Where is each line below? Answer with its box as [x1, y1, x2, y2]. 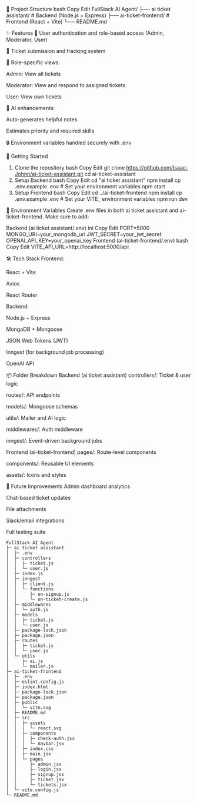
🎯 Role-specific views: [6, 59, 61, 66]
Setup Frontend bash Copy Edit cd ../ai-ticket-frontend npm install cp [14, 189, 182, 196]
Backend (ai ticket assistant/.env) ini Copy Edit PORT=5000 [6, 224, 150, 231]
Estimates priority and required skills [6, 127, 95, 134]
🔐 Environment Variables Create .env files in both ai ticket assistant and [6, 207, 179, 214]
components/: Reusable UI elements [6, 460, 94, 467]
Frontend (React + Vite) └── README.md [6, 18, 108, 25]
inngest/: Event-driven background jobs [6, 437, 102, 444]
